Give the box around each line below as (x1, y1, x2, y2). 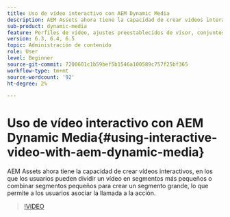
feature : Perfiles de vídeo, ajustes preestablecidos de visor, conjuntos (7, 29, 225, 36)
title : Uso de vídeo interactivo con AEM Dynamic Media (7, 10, 170, 17)
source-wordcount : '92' (7, 73, 75, 81)
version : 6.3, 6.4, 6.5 (7, 36, 75, 42)
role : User (7, 49, 38, 55)
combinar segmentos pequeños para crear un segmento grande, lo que (7, 182, 209, 190)
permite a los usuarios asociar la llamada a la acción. (7, 189, 156, 197)
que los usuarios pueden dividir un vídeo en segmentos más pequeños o (7, 175, 212, 183)
